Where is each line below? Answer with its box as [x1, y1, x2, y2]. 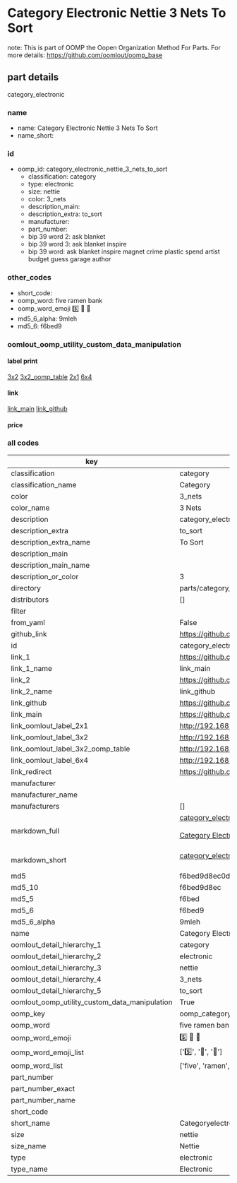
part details [7, 71, 59, 83]
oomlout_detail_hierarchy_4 [11, 974, 102, 984]
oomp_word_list [11, 1061, 63, 1071]
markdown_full [11, 826, 60, 836]
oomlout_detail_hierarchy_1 [11, 939, 102, 949]
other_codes [7, 273, 51, 283]
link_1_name [11, 663, 53, 673]
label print [7, 357, 38, 365]
